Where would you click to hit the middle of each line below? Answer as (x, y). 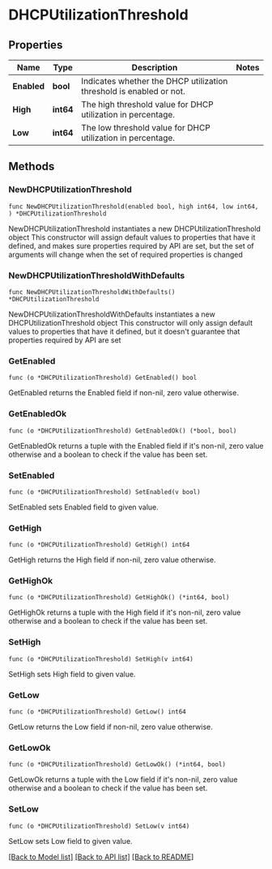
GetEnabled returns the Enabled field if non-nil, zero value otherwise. (123, 393)
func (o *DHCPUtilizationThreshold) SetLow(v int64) (99, 826)
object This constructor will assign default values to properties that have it (132, 237)
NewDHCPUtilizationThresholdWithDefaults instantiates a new (112, 314)
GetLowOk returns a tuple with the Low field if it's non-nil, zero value (123, 780)
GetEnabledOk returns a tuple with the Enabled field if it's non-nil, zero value (136, 445)
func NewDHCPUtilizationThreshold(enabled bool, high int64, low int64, (134, 207)
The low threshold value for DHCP (145, 128)
